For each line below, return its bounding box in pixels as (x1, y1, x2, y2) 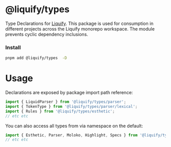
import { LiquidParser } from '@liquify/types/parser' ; (5, 99, 126, 105)
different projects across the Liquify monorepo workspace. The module (5, 25, 155, 32)
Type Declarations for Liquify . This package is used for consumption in (5, 20, 154, 26)
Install (5, 44, 21, 51)
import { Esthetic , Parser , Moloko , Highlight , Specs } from (5, 132, 138, 138)
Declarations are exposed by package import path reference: (5, 90, 133, 96)
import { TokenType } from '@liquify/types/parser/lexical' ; (5, 104, 138, 109)
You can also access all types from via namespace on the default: (5, 123, 144, 129)
